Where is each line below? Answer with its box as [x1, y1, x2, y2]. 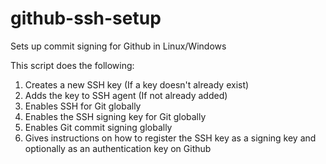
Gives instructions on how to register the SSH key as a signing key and [24, 132, 317, 144]
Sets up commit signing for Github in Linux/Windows [10, 40, 227, 52]
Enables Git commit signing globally [24, 121, 173, 133]
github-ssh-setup [10, 7, 162, 30]
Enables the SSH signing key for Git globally [24, 110, 207, 122]
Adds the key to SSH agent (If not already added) [24, 89, 228, 101]
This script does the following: [10, 59, 135, 71]
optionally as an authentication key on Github [24, 142, 212, 154]
